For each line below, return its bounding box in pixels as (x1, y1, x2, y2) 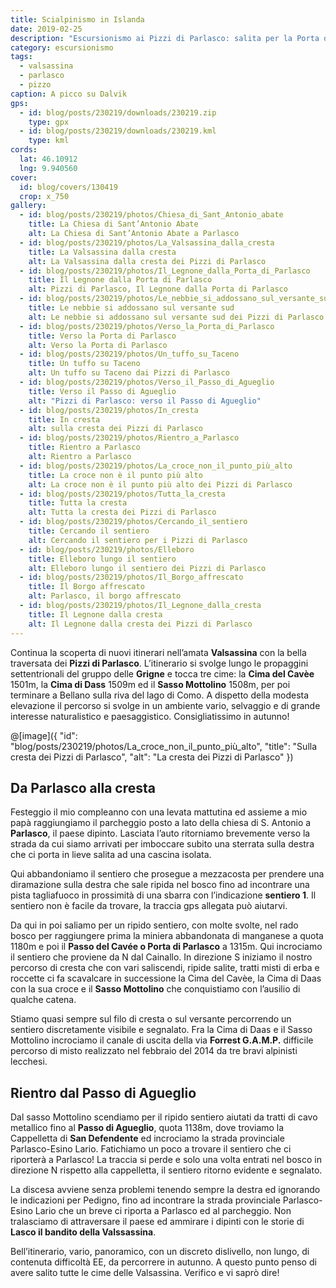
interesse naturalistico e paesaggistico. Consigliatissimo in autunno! (10, 710, 290, 722)
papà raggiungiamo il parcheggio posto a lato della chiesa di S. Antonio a (10, 817, 312, 829)
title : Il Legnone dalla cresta (28, 609, 163, 620)
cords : (10, 145, 38, 155)
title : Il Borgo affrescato (28, 582, 145, 592)
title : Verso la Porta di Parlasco (28, 331, 177, 341)
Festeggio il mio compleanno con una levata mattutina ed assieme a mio (10, 806, 308, 818)
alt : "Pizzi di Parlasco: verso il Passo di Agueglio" (28, 396, 262, 406)
